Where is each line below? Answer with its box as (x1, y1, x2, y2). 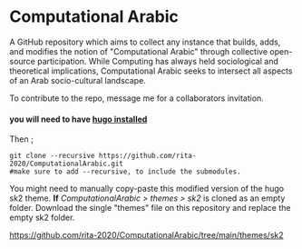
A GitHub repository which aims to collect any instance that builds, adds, (9, 36, 281, 47)
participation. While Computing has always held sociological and (37, 55, 278, 66)
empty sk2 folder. (9, 212, 75, 224)
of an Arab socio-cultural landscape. (9, 75, 147, 85)
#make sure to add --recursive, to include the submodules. (9, 167, 242, 176)
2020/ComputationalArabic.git (9, 159, 124, 169)
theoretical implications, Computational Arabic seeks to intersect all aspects (9, 65, 293, 76)
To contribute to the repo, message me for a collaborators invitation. (9, 93, 265, 104)
